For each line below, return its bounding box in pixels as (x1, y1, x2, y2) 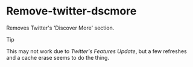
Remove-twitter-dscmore (6, 4, 137, 18)
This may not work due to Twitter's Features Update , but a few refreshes (6, 47, 187, 55)
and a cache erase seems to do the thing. (6, 54, 110, 61)
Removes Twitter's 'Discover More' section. (6, 24, 115, 31)
